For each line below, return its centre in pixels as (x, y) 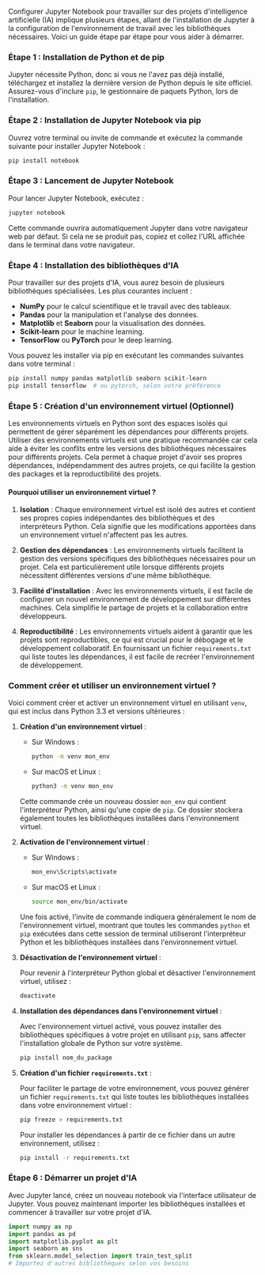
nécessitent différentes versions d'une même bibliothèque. (115, 576)
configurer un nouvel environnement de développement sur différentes (135, 599)
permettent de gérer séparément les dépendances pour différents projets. (129, 431)
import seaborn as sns (45, 1249)
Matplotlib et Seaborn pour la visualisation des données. (113, 323)
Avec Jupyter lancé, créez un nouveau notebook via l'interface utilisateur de (132, 1195)
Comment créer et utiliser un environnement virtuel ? (112, 686)
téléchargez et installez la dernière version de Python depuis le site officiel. (131, 83)
